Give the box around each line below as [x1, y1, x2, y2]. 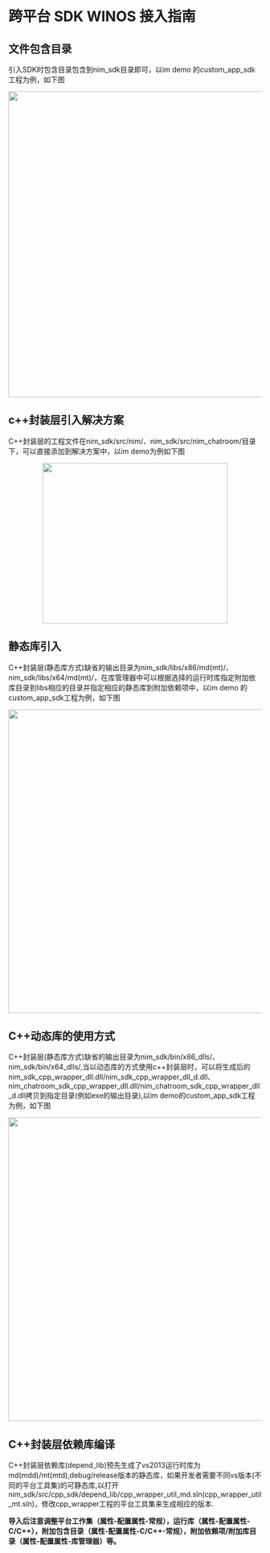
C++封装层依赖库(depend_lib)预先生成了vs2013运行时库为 [8, 1460, 201, 1470]
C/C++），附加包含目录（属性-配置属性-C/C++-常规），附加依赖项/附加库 [8, 1526, 250, 1536]
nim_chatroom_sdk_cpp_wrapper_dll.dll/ [8, 1081, 141, 1091]
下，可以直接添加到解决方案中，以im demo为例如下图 [8, 446, 185, 455]
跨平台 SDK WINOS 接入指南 [8, 7, 196, 26]
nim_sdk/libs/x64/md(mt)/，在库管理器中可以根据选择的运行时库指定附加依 [8, 673, 256, 682]
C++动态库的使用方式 [8, 1029, 116, 1043]
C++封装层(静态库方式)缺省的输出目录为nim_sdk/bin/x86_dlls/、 [8, 1052, 219, 1062]
